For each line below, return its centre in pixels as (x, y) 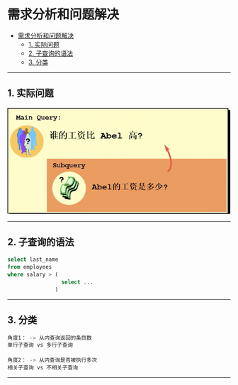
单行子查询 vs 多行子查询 (40, 345)
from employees (30, 267)
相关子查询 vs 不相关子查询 (43, 368)
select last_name (33, 260)
